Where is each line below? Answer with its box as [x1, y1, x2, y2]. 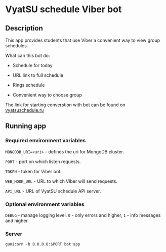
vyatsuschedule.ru [5, 107, 44, 113]
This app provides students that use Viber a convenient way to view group [5, 37, 160, 43]
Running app [5, 122, 47, 131]
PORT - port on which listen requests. [5, 159, 81, 165]
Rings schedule [12, 82, 45, 88]
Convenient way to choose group [12, 92, 82, 98]
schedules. [5, 43, 28, 49]
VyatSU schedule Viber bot [5, 4, 122, 15]
